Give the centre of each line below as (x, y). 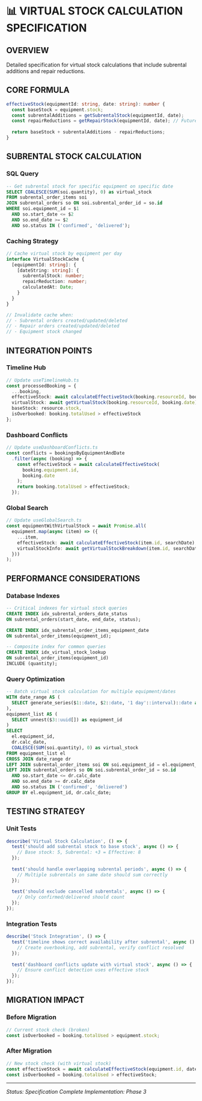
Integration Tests (32, 924)
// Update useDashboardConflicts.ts (52, 448)
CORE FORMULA (38, 90)
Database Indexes (33, 596)
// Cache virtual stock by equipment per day (64, 254)
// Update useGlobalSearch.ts (44, 520)
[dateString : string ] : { (48, 270)
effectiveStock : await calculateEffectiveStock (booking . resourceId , (99, 397)
